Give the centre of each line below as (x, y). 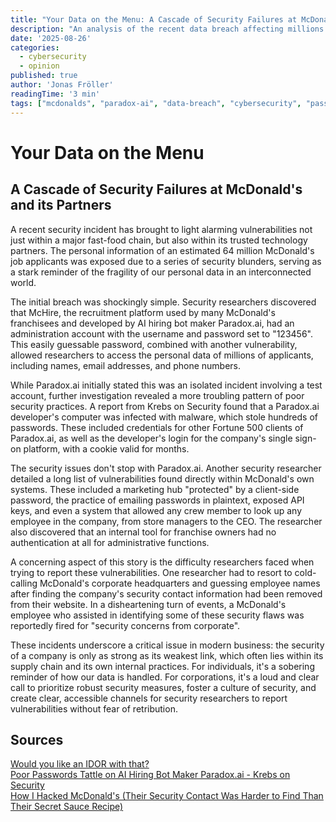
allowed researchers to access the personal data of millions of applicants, (162, 355)
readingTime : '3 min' (55, 94)
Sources (37, 739)
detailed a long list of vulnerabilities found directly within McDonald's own (162, 478)
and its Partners (61, 205)
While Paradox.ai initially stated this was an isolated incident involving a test (166, 385)
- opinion (39, 66)
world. (23, 282)
